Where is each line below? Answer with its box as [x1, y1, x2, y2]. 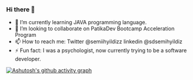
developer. [14, 56, 41, 63]
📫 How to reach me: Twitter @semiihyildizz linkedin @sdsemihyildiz [14, 38, 183, 45]
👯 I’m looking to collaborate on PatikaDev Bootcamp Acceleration [14, 25, 175, 32]
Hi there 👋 [6, 5, 36, 14]
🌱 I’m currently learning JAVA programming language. [14, 19, 147, 26]
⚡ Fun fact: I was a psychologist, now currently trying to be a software [14, 47, 187, 54]
